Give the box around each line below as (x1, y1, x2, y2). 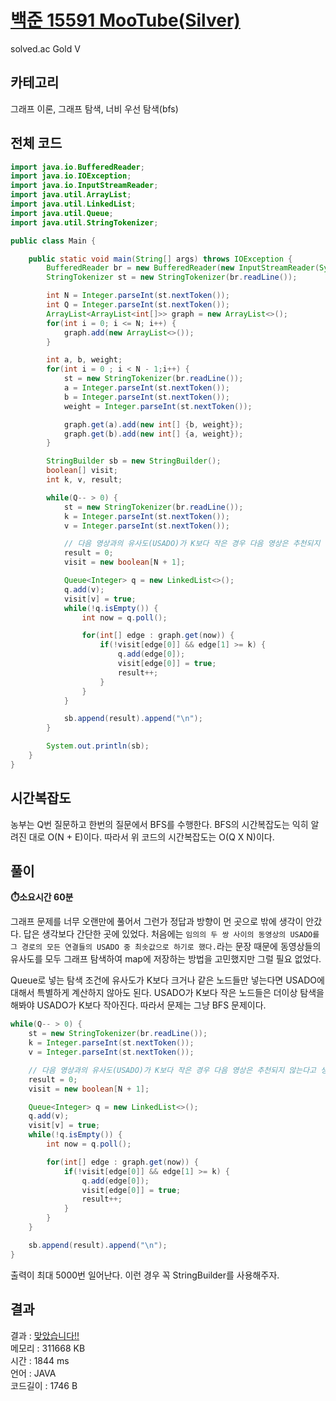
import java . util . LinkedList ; (10, 199, 137, 210)
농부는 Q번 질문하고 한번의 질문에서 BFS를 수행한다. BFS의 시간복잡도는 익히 (10, 818, 309, 830)
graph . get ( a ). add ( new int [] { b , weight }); (63, 419, 244, 430)
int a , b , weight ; (46, 355, 123, 365)
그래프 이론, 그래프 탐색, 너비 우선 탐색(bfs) (10, 102, 179, 115)
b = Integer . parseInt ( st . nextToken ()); (63, 392, 230, 402)
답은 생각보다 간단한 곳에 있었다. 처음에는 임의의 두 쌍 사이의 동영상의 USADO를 (23, 928, 320, 940)
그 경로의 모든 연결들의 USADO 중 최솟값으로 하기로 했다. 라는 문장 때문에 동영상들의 (10, 941, 322, 953)
